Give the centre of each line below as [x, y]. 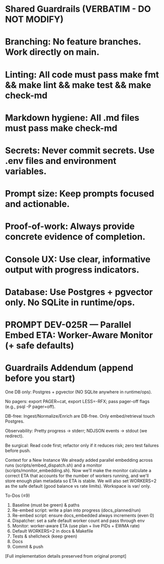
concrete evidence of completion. [75, 237]
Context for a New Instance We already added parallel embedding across [79, 460]
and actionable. [37, 204]
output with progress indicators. [72, 270]
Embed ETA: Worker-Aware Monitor [79, 335]
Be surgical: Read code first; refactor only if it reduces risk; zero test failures [82, 445]
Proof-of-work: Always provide [70, 226]
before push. [18, 451]
